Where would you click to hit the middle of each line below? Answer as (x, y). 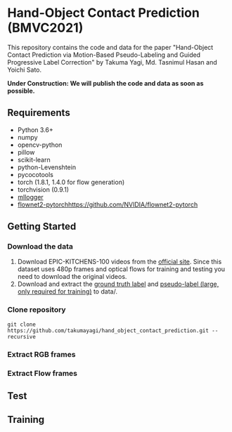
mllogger (30, 197)
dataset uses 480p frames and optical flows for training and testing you (121, 269)
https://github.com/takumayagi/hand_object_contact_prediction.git (108, 330)
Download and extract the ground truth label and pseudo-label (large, (118, 284)
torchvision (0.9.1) (43, 189)
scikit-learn (34, 159)
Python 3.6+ (36, 130)
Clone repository (37, 310)
